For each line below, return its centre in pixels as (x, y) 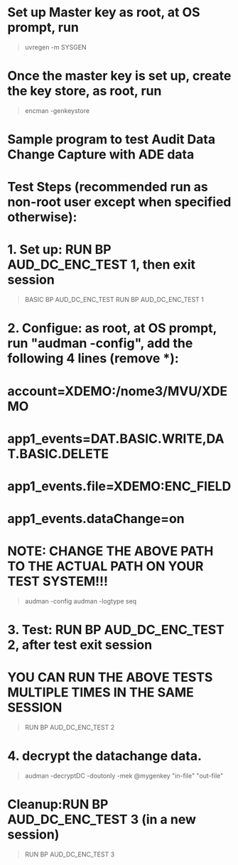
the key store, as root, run (85, 91)
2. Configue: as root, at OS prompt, (112, 328)
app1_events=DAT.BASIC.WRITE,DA (116, 439)
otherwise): (42, 217)
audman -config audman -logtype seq (81, 601)
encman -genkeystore (57, 110)
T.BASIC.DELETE (58, 454)
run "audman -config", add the (100, 344)
